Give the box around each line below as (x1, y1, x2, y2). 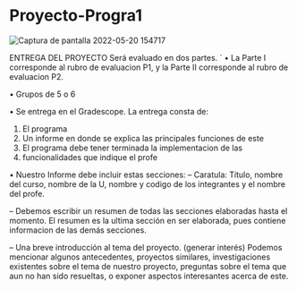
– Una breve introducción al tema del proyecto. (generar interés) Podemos (9, 242, 283, 252)
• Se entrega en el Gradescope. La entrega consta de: (9, 106, 208, 116)
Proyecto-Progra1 (9, 5, 143, 26)
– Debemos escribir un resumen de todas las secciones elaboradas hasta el (9, 205, 288, 216)
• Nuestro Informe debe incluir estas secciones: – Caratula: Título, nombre (9, 169, 284, 180)
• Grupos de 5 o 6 (9, 89, 76, 99)
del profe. (9, 188, 46, 199)
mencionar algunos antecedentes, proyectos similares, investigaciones (9, 252, 271, 262)
